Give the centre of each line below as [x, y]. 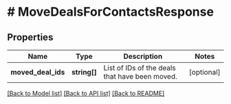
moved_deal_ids [38, 72]
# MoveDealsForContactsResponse [111, 12]
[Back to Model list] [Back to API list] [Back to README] [86, 93]
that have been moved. [140, 76]
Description [143, 56]
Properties [30, 37]
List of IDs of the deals [140, 68]
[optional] [205, 72]
